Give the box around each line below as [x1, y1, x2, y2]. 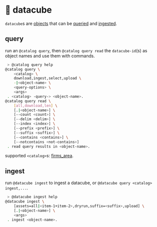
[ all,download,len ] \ [14, 103, 57, 108]
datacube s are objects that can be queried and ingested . [5, 21, 118, 26]
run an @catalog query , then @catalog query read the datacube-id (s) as [5, 47, 147, 53]
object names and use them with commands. [5, 53, 95, 59]
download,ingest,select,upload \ [14, 76, 82, 81]
